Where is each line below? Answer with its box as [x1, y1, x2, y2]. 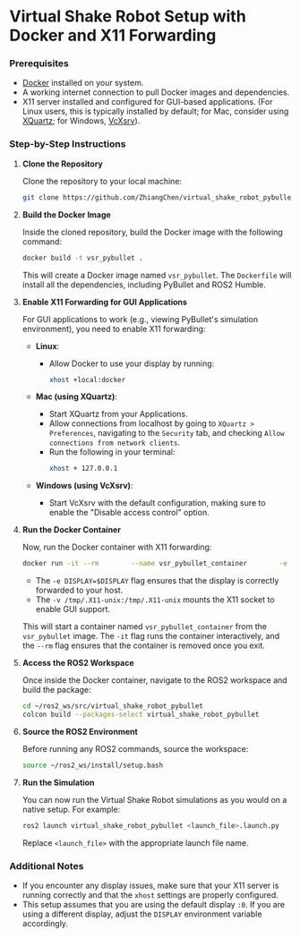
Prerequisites [9, 57, 69, 70]
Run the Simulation [21, 777, 95, 788]
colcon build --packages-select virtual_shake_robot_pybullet [21, 710, 260, 720]
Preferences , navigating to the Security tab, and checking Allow [48, 428, 285, 439]
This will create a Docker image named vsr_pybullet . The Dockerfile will [21, 269, 292, 280]
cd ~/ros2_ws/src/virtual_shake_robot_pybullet [21, 702, 203, 711]
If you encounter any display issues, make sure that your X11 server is [21, 880, 279, 891]
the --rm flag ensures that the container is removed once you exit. [21, 640, 266, 651]
